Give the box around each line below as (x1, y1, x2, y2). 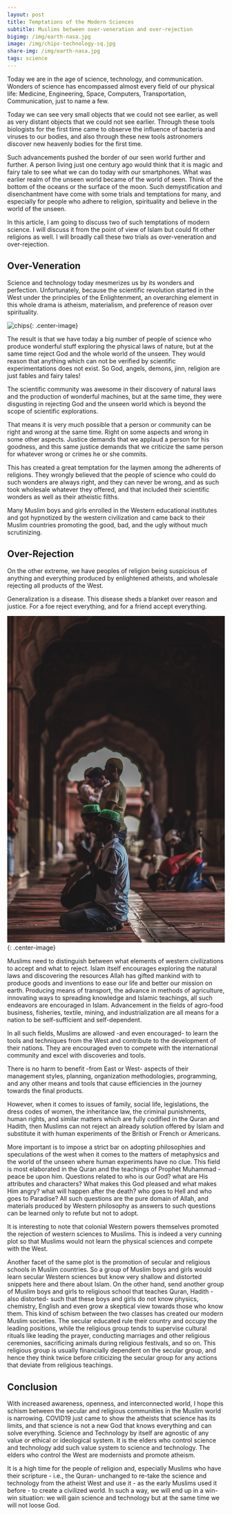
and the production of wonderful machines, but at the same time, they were (7, 392, 222, 401)
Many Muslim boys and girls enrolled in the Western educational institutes (7, 506, 217, 514)
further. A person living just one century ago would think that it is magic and (7, 160, 223, 169)
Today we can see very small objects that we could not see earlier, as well (7, 110, 218, 118)
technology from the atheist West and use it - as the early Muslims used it (7, 1478, 217, 1487)
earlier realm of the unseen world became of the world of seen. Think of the (7, 175, 223, 183)
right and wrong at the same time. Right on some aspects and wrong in (7, 428, 209, 436)
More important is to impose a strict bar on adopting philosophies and (7, 1143, 206, 1152)
